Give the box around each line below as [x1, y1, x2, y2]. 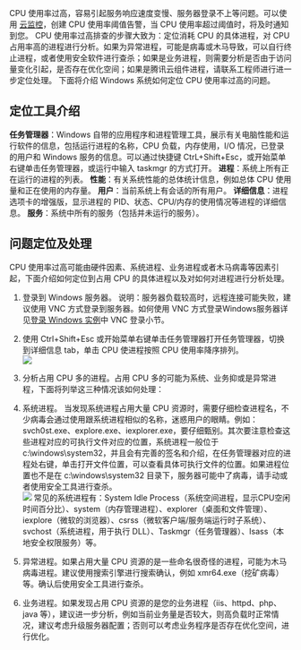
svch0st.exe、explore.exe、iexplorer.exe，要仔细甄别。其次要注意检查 [21, 424, 283, 436]
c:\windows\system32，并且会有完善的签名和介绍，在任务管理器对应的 [21, 447, 284, 458]
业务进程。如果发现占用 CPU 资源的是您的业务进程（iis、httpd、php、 [21, 597, 282, 608]
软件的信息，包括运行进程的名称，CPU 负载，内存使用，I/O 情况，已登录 [16, 140, 285, 150]
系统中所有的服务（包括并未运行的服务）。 [50, 207, 204, 218]
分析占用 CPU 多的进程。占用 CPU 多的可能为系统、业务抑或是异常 [21, 372, 269, 383]
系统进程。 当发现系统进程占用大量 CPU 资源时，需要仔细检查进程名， [21, 402, 282, 414]
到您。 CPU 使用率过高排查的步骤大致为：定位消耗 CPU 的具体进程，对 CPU [9, 30, 290, 40]
